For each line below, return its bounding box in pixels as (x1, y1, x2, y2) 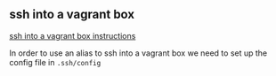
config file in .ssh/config (9, 57, 101, 67)
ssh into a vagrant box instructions (9, 30, 136, 41)
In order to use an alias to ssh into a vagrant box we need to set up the (9, 48, 268, 58)
